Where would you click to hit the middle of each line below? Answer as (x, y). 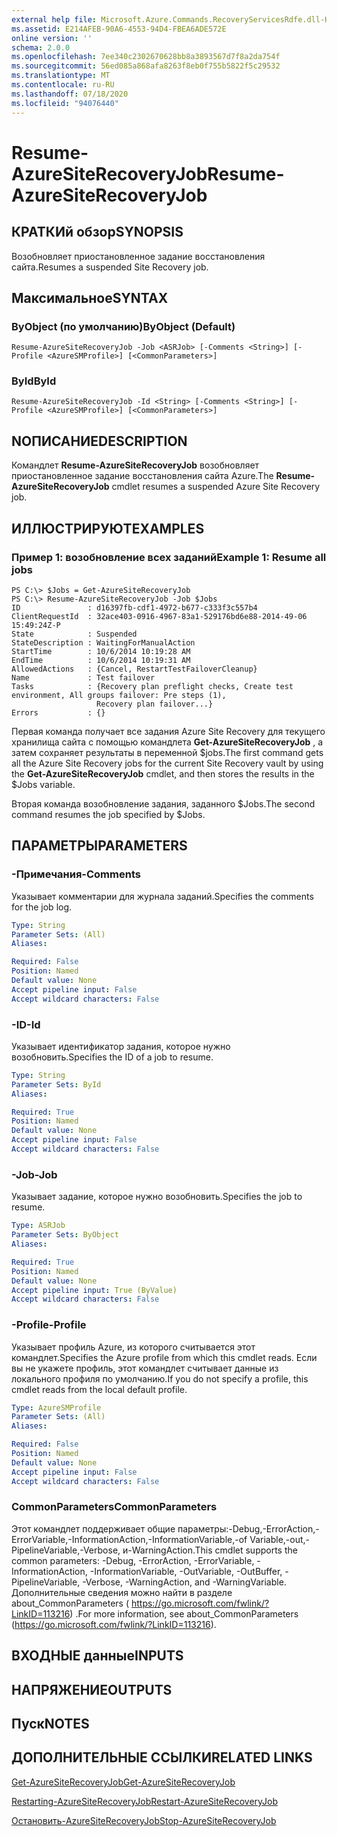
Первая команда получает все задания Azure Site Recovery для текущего (168, 731)
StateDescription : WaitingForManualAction (103, 642)
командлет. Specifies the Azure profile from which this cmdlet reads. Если (164, 1357)
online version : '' (52, 38)
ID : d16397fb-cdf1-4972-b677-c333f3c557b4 (134, 607)
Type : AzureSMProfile (56, 1407)
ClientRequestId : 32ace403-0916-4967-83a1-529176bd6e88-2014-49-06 (159, 616)
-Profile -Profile (49, 1325)
